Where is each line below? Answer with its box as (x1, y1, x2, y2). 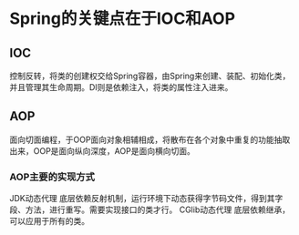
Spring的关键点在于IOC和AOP (9, 8, 235, 29)
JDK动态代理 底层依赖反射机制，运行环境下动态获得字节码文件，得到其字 (9, 193, 284, 204)
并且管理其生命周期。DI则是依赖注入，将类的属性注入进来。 (9, 82, 233, 92)
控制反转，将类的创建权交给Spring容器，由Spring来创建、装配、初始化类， (9, 70, 291, 81)
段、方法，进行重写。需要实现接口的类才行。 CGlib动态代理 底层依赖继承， (9, 204, 290, 215)
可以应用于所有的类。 (9, 216, 89, 227)
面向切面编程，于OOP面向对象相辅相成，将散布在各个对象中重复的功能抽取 (9, 134, 291, 145)
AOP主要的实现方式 (9, 170, 96, 183)
